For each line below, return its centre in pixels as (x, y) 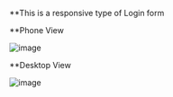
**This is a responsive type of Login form (87, 13)
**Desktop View (41, 65)
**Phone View (37, 30)
